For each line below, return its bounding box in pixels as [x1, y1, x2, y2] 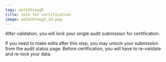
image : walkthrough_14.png [5, 17, 62, 22]
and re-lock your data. [5, 51, 52, 57]
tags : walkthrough [5, 7, 44, 13]
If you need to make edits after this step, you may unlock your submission [5, 40, 159, 46]
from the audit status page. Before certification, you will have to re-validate [5, 46, 161, 52]
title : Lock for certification [5, 12, 71, 17]
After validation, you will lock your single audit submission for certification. [5, 31, 160, 37]
